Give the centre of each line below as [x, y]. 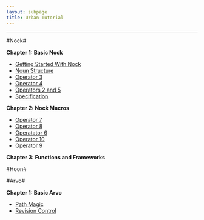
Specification [32, 96]
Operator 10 [30, 139]
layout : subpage [27, 12]
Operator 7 [29, 119]
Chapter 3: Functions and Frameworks [56, 157]
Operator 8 [29, 126]
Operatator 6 [31, 132]
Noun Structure [34, 70]
